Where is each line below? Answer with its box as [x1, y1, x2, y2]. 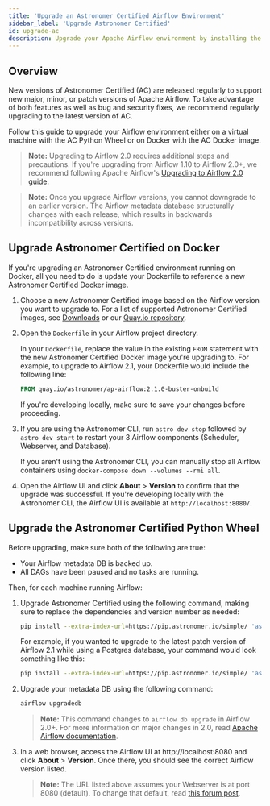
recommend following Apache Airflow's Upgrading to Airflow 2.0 [27, 168, 243, 178]
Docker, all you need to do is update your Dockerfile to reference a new [8, 271, 246, 280]
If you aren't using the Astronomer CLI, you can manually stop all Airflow [19, 456, 261, 466]
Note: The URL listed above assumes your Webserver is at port [39, 779, 251, 790]
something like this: [19, 654, 85, 663]
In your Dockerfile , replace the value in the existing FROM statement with [19, 343, 259, 353]
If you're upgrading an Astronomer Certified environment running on [8, 263, 235, 272]
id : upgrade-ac [8, 27, 60, 35]
